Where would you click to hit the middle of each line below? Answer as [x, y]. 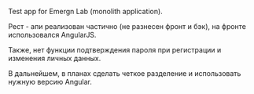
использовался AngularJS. [52, 35]
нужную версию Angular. [50, 82]
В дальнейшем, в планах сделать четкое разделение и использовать [125, 73]
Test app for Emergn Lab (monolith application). [85, 11]
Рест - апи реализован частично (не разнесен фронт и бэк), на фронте [127, 26]
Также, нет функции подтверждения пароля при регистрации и [115, 50]
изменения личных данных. [55, 58]
